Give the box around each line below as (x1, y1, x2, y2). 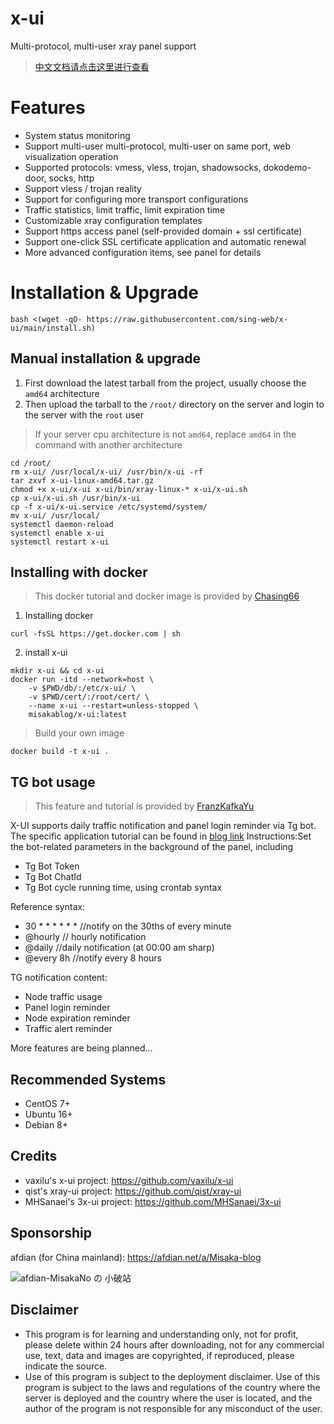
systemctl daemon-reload (10, 519, 114, 529)
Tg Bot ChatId (24, 871, 82, 883)
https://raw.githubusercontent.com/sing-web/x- (86, 314, 288, 324)
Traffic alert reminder (24, 1023, 113, 1035)
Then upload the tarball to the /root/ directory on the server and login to (24, 398, 325, 410)
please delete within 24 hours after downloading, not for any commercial (24, 1338, 325, 1351)
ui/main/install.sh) (10, 323, 97, 333)
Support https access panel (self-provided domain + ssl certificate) (24, 225, 303, 237)
